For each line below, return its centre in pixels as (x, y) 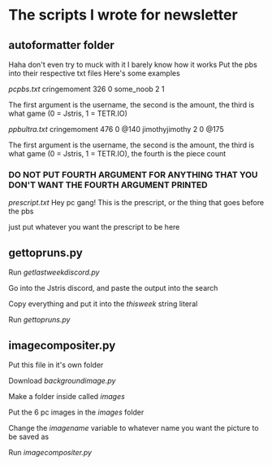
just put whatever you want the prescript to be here (94, 227)
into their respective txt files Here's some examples (94, 73)
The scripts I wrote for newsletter (123, 15)
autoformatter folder (62, 45)
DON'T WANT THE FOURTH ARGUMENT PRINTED (108, 185)
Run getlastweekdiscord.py (54, 272)
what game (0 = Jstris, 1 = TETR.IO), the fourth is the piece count (117, 154)
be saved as (29, 436)
